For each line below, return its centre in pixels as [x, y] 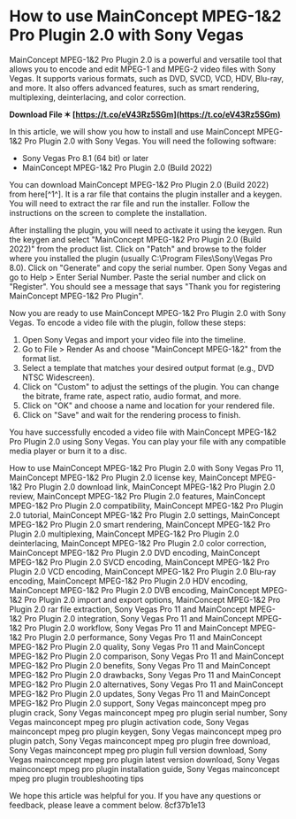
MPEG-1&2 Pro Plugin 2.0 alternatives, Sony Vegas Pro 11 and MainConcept [146, 684]
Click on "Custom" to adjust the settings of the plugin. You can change [151, 386]
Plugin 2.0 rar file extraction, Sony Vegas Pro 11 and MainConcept [129, 609]
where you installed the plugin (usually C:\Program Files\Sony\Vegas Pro [141, 258]
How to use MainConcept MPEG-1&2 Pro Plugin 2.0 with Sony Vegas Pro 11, [147, 467]
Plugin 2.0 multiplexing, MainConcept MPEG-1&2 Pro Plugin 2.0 [125, 534]
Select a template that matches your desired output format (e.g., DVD [148, 367]
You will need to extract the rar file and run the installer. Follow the [129, 203]
